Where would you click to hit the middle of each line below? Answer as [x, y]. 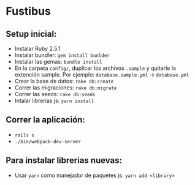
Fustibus [29, 11]
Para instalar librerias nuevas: [64, 160]
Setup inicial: [31, 34]
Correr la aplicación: [45, 120]
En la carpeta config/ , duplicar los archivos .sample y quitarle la [95, 68]
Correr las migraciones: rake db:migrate [66, 88]
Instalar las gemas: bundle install [58, 62]
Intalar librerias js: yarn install [54, 100]
